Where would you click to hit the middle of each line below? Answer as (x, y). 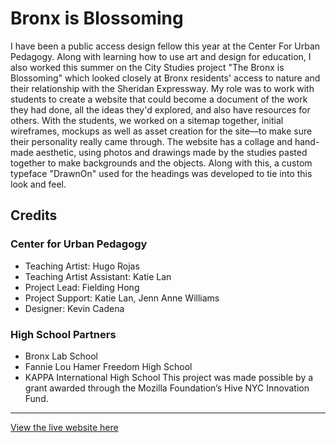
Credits (34, 215)
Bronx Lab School (61, 356)
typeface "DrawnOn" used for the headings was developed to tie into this (161, 173)
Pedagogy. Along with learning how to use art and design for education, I (161, 56)
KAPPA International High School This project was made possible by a (169, 377)
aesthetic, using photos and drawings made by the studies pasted (171, 152)
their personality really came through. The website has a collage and (151, 141)
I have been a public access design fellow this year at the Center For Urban (165, 46)
